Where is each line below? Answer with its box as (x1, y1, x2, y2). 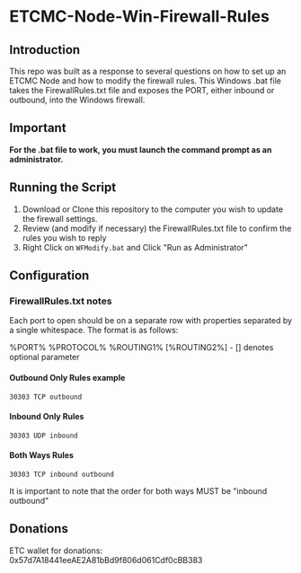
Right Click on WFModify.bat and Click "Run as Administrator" (22, 242, 249, 252)
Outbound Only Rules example (9, 372, 126, 383)
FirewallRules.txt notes (9, 295, 112, 307)
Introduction (9, 42, 81, 57)
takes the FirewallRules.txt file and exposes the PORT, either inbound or (9, 85, 275, 95)
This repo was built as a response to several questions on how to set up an (9, 66, 287, 76)
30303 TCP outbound (9, 392, 83, 401)
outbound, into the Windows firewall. (9, 94, 146, 105)
